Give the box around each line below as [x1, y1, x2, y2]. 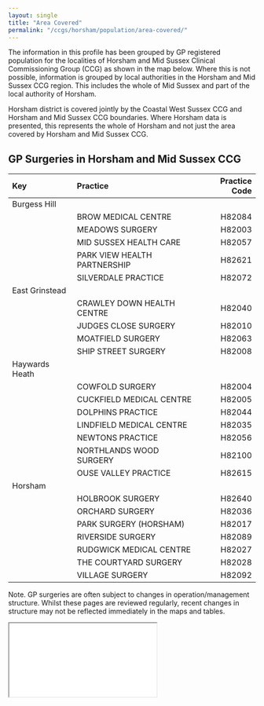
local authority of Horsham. [8, 90, 97, 99]
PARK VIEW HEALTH [76, 250, 152, 261]
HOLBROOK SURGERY [76, 493, 160, 504]
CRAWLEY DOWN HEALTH [76, 298, 175, 309]
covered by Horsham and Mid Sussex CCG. [8, 130, 149, 139]
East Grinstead [12, 285, 67, 296]
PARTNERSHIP [76, 260, 131, 271]
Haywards [12, 359, 49, 370]
